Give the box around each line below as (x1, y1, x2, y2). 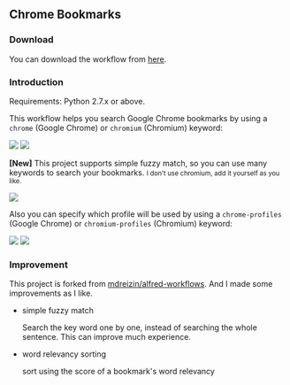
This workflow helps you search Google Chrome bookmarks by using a (9, 112, 268, 123)
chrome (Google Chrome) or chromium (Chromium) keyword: (9, 122, 224, 133)
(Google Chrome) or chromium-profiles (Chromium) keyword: (9, 218, 233, 228)
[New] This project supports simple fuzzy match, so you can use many (9, 158, 268, 168)
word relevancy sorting (21, 349, 106, 359)
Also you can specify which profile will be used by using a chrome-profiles (9, 208, 282, 219)
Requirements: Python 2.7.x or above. (9, 96, 146, 106)
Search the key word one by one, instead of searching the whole (21, 322, 258, 333)
